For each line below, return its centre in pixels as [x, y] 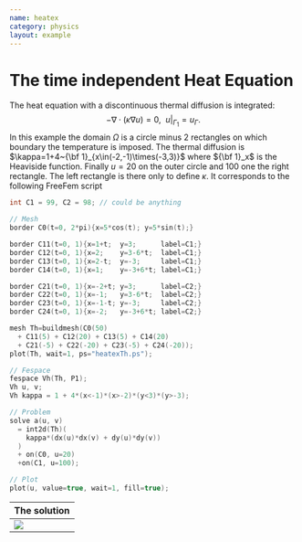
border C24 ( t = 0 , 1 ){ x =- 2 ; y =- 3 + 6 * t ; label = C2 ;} [106, 312]
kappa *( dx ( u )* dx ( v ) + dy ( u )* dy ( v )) [94, 438]
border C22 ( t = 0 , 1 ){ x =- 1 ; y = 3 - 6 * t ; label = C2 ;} [106, 295]
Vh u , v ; [26, 388]
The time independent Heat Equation [151, 80]
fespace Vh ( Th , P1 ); [49, 379]
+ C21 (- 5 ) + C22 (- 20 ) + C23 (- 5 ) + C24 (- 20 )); [106, 345]
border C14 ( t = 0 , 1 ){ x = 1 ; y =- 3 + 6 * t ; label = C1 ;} [106, 270]
